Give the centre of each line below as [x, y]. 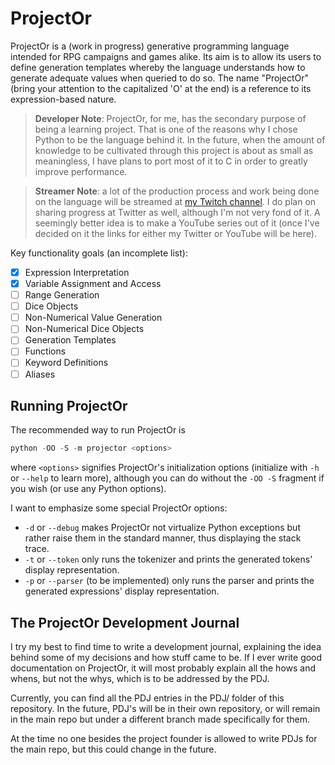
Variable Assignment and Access [93, 283]
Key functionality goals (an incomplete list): [99, 253]
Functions [45, 351]
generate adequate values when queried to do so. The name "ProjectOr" [159, 78]
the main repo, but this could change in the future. [113, 749]
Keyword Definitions [66, 363]
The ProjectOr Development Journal [125, 622]
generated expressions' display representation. [122, 591]
